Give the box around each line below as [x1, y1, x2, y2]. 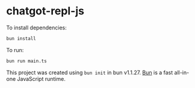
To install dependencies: [6, 24, 67, 31]
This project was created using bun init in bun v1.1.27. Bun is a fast [6, 69, 173, 76]
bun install [6, 35, 36, 41]
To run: [6, 46, 24, 53]
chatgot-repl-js [6, 4, 84, 18]
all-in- [174, 69, 190, 76]
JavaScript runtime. [17, 75, 66, 82]
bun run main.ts [6, 58, 47, 64]
